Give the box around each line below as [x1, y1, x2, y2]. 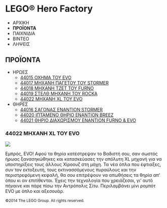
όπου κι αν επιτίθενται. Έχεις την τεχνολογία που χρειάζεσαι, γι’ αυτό [5, 177, 153, 184]
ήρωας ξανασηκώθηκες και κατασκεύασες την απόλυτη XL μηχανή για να [5, 156, 162, 162]
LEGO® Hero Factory [5, 3, 93, 15]
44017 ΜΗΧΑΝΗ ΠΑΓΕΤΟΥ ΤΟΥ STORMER [20, 80, 109, 86]
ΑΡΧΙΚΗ [12, 20, 29, 26]
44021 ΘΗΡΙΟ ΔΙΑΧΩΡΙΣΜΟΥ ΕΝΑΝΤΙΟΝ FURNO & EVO [20, 117, 136, 123]
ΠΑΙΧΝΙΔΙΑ [12, 30, 35, 36]
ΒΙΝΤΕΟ [12, 36, 29, 42]
